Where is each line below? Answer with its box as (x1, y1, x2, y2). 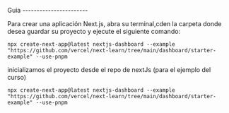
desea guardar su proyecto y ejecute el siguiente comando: (7, 28, 181, 35)
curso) (7, 73, 27, 81)
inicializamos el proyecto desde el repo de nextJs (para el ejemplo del (7, 66, 211, 73)
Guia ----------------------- (7, 6, 88, 14)
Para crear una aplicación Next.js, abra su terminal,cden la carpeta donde (7, 20, 222, 28)
